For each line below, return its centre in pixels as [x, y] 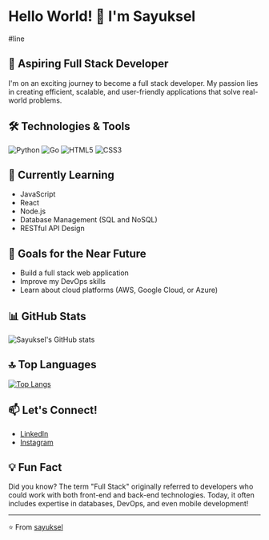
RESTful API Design [52, 229]
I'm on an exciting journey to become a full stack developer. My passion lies [133, 83]
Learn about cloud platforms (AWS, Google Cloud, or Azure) [119, 290]
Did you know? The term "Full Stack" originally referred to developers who [131, 487]
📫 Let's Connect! [53, 410]
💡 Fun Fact [35, 467]
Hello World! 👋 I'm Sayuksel [102, 16]
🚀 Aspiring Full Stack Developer [88, 64]
